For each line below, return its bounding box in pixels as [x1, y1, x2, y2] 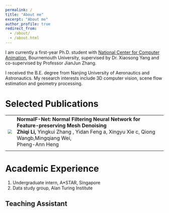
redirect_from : [5, 26, 37, 31]
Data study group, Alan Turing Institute [12, 185, 93, 191]
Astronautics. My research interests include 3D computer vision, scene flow [5, 75, 162, 81]
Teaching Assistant [5, 199, 67, 208]
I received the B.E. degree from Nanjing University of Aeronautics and [5, 69, 150, 76]
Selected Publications [5, 98, 99, 110]
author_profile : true [5, 21, 51, 27]
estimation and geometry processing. [5, 80, 83, 86]
